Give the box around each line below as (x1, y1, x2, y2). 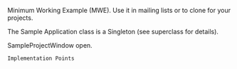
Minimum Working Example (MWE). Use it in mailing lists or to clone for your (7, 6, 231, 14)
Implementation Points (7, 55, 75, 62)
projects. (7, 14, 33, 22)
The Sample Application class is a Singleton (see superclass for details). (7, 28, 219, 36)
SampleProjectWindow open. (7, 41, 93, 49)
